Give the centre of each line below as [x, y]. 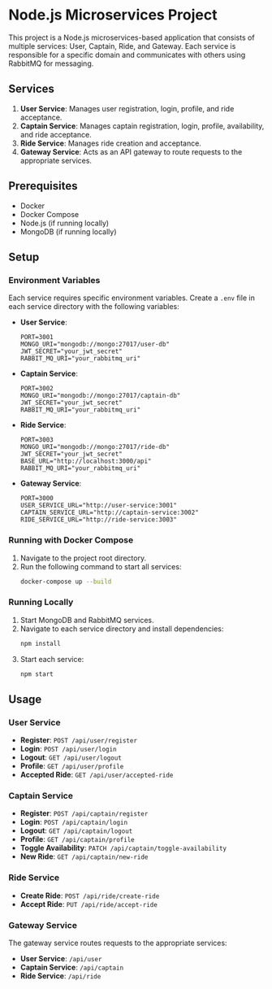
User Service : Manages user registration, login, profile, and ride [127, 108]
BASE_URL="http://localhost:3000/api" [86, 461]
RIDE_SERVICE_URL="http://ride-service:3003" [98, 520]
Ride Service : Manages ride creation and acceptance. [110, 143]
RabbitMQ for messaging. [51, 63]
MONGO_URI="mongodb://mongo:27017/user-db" [95, 344]
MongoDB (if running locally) [68, 231]
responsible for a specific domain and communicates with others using [127, 54]
